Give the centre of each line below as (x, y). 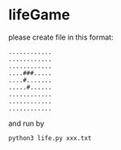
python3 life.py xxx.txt (50, 138)
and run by (26, 123)
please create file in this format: (61, 37)
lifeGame (39, 15)
